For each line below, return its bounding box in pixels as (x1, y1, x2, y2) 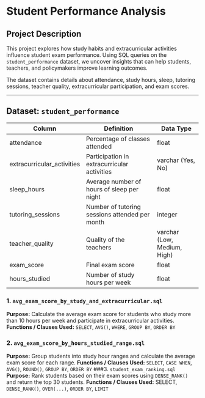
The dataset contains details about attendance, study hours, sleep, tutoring (6, 76, 195, 83)
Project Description (6, 29, 82, 39)
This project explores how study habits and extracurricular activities (6, 45, 177, 52)
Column (33, 124, 57, 133)
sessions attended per (85, 210, 150, 218)
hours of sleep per (85, 185, 139, 193)
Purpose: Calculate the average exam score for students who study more (6, 311, 192, 318)
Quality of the (85, 235, 125, 244)
